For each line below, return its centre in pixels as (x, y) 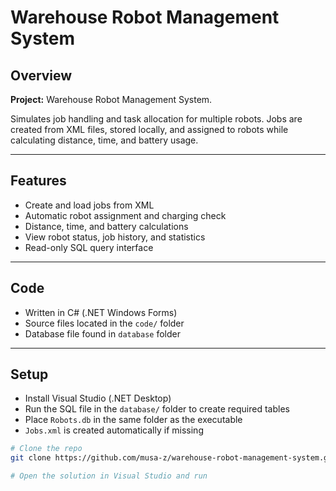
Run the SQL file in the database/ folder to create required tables (157, 409)
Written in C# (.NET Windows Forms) (101, 312)
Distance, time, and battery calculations (106, 226)
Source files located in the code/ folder (104, 323)
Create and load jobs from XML (89, 205)
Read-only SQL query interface (89, 247)
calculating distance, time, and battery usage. (104, 140)
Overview (41, 75)
